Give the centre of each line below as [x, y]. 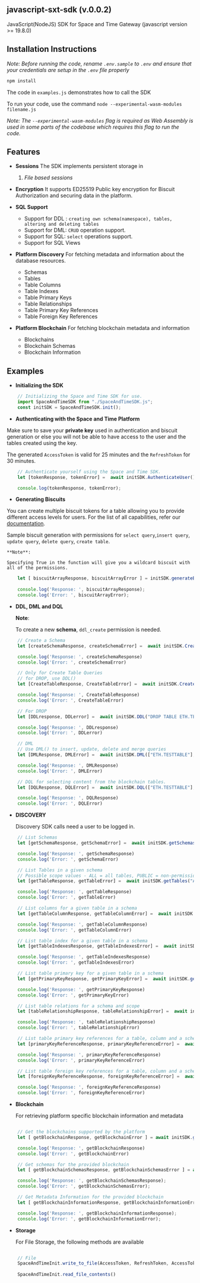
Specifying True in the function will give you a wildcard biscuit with [99, 563]
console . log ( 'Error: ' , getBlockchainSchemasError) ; [84, 1187]
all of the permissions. [37, 568]
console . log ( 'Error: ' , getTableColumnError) [75, 930]
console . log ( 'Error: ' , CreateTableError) [71, 700]
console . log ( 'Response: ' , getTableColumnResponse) [82, 924]
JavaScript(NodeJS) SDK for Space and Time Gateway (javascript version [97, 24]
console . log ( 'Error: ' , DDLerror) [60, 733]
